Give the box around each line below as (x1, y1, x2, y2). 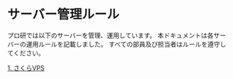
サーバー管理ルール (7, 6, 119, 23)
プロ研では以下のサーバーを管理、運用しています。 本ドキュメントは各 (7, 31, 214, 39)
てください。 (7, 49, 45, 57)
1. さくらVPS (7, 63, 45, 72)
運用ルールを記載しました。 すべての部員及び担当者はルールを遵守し (26, 39, 227, 48)
